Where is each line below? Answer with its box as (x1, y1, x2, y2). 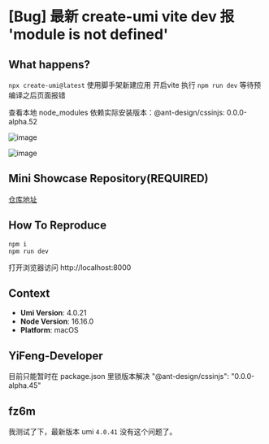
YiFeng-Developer (8, 349, 103, 363)
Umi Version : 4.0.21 (20, 308, 87, 318)
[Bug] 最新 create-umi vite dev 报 (8, 7, 235, 26)
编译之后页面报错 (8, 90, 66, 100)
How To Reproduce (8, 219, 107, 233)
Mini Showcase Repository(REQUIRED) (8, 172, 209, 185)
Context (8, 286, 50, 301)
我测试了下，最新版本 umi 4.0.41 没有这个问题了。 (8, 427, 177, 437)
